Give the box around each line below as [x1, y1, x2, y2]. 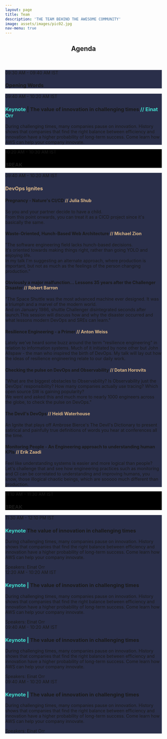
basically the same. [5, 219, 45, 225]
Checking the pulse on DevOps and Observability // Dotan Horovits [5, 367, 147, 373]
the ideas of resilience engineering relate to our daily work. [5, 356, 126, 362]
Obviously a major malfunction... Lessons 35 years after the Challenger [5, 280, 156, 286]
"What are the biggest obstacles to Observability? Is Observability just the [5, 378, 157, 384]
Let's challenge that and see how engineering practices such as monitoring [5, 465, 160, 471]
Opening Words [5, 82, 44, 89]
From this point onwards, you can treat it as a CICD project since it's [5, 214, 145, 220]
